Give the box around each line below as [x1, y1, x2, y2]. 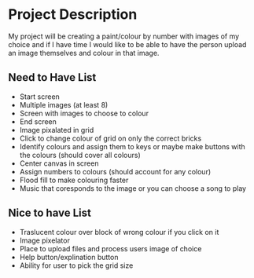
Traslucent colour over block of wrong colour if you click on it [19, 227, 219, 236]
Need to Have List [8, 71, 97, 84]
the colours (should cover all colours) [19, 150, 142, 159]
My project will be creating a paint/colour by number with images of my [8, 31, 240, 41]
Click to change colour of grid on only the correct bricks [19, 134, 202, 143]
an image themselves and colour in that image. [8, 48, 160, 57]
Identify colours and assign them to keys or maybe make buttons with [19, 141, 245, 151]
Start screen [19, 92, 61, 101]
